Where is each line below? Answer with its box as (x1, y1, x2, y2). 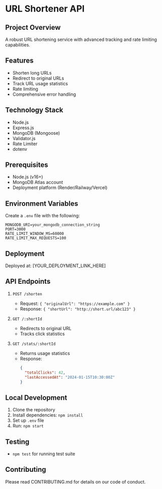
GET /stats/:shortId (12, 341, 56, 346)
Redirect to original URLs (12, 75, 64, 81)
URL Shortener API (5, 3, 85, 15)
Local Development (5, 393, 67, 402)
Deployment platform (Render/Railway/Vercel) (12, 185, 108, 191)
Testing (5, 437, 30, 446)
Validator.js (12, 135, 36, 141)
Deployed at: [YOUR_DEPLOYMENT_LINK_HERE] (5, 263, 106, 269)
